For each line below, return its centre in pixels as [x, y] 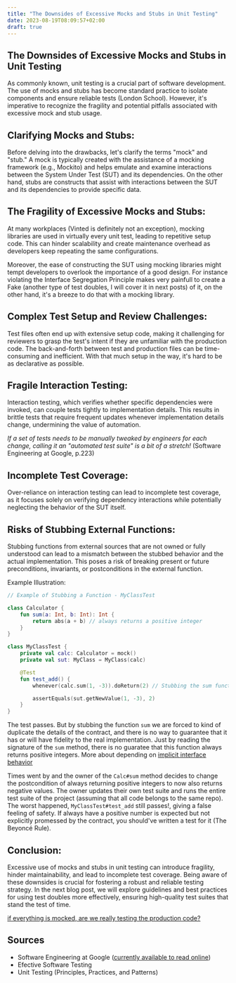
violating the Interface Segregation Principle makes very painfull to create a [116, 279]
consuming [24, 356]
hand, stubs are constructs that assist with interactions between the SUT [112, 182]
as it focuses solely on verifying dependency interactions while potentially [114, 500]
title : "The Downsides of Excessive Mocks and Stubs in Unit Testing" [113, 14]
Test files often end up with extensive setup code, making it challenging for [116, 333]
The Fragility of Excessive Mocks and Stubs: [106, 212]
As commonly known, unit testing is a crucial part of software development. [117, 83]
